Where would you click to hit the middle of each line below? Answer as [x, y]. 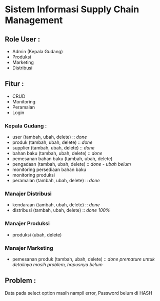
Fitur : [14, 84]
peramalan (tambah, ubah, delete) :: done [56, 181]
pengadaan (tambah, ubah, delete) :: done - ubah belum [72, 164]
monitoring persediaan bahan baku [49, 169]
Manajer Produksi [27, 224]
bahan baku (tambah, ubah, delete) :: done [57, 153]
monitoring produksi [33, 175]
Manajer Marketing [29, 248]
